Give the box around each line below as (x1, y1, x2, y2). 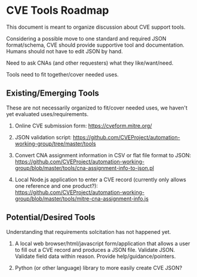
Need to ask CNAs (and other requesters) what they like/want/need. (6, 59, 174, 66)
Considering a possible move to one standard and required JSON (6, 35, 167, 42)
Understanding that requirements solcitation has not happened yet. (6, 228, 171, 235)
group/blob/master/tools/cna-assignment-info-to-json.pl (14, 164, 154, 171)
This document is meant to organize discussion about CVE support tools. (6, 23, 186, 31)
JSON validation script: (14, 133, 72, 141)
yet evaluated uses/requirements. (6, 110, 88, 117)
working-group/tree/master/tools (14, 140, 97, 147)
